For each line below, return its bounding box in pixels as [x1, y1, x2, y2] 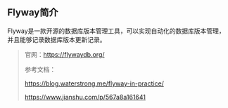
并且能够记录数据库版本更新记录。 [7, 35, 106, 43]
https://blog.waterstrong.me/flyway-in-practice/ [24, 79, 164, 88]
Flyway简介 [7, 6, 58, 19]
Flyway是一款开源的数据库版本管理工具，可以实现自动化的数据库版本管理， [7, 27, 225, 35]
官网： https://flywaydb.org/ [24, 50, 105, 58]
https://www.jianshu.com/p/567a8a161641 [24, 93, 146, 101]
